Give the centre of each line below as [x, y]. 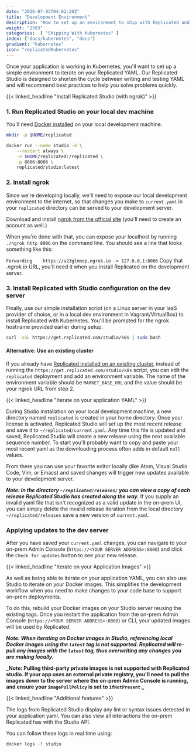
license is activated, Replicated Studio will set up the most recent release [94, 424]
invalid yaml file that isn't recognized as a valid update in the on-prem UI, [94, 502]
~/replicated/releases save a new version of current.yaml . [78, 515]
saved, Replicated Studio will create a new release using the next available [96, 436]
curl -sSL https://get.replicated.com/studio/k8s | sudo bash [83, 338]
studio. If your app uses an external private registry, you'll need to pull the [98, 674]
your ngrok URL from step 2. [40, 389]
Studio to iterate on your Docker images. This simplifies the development [94, 584]
